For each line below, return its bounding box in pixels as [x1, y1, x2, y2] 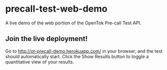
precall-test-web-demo [5, 3, 108, 15]
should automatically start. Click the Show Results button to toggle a [5, 53, 149, 59]
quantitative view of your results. [5, 59, 75, 65]
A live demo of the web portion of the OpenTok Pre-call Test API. [5, 20, 141, 26]
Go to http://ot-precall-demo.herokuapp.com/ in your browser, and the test [5, 48, 163, 54]
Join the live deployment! [5, 34, 88, 43]
